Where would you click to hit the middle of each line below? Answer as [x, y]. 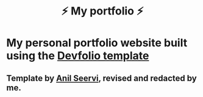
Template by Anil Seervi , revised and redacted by [101, 78]
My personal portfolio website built [97, 43]
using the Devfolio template [78, 56]
